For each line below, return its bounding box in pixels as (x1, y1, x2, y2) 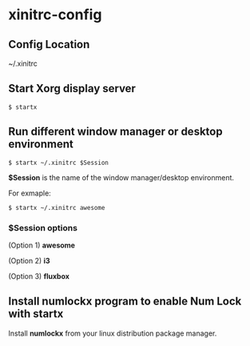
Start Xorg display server (8, 82, 136, 95)
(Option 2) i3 (8, 255, 50, 265)
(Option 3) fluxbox (8, 271, 70, 281)
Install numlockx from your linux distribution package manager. (8, 328, 217, 338)
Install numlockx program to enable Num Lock (8, 295, 242, 308)
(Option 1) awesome (8, 240, 76, 250)
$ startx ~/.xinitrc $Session (8, 159, 109, 167)
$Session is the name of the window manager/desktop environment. (8, 172, 234, 182)
